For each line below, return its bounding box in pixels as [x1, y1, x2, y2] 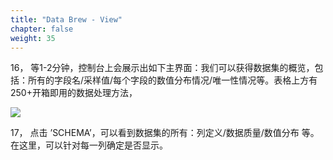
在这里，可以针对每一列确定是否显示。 [10, 139, 168, 151]
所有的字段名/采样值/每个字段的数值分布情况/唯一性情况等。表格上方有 [27, 74, 318, 86]
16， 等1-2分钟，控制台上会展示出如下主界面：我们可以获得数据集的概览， [10, 62, 315, 74]
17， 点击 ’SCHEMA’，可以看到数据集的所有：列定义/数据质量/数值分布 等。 [10, 127, 320, 139]
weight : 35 [10, 33, 56, 43]
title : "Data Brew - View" [10, 14, 123, 25]
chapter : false [10, 24, 74, 34]
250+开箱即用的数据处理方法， [10, 87, 138, 99]
